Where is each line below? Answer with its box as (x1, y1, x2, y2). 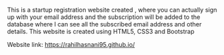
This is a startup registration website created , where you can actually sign (7, 6, 218, 14)
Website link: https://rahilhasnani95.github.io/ (7, 41, 136, 48)
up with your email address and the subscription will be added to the (7, 13, 201, 21)
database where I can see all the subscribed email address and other (7, 20, 202, 28)
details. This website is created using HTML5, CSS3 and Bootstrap (7, 27, 195, 35)
